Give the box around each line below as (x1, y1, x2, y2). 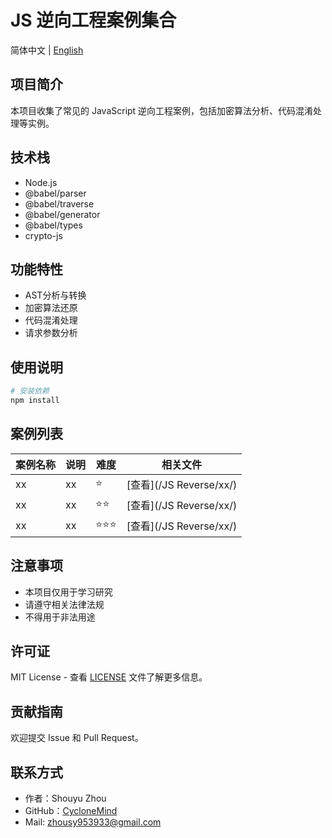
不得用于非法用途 (24, 611, 96, 623)
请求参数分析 (24, 327, 78, 339)
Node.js (24, 176, 58, 188)
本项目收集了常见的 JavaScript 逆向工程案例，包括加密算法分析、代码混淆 (10, 104, 314, 116)
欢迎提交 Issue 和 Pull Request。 (10, 732, 144, 744)
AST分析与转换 (24, 289, 87, 301)
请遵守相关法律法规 (24, 598, 105, 610)
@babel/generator (24, 208, 101, 220)
